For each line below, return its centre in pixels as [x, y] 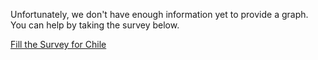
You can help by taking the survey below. [95, 25]
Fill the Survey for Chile [58, 44]
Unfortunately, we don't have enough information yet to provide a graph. [159, 14]
